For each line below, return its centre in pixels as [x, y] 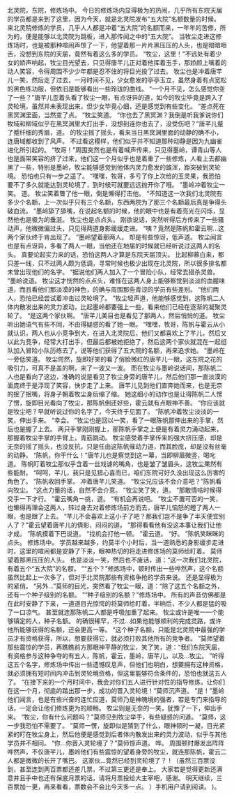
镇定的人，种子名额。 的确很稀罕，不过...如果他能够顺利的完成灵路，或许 [117, 621]
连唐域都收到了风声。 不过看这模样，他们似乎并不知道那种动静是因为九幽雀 [115, 141]
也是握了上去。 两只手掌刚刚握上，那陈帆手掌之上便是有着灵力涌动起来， [118, 429]
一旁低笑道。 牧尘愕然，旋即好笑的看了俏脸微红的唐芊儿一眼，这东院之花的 [115, 359]
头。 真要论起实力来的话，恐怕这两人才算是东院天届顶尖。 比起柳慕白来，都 [116, 254]
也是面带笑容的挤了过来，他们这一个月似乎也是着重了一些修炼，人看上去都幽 [117, 158]
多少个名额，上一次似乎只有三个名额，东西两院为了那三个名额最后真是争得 [114, 202]
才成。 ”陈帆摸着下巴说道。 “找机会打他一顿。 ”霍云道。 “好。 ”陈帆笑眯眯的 [116, 534]
